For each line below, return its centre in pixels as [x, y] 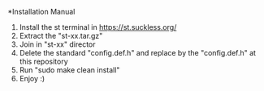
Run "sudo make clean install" [69, 70]
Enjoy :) [32, 79]
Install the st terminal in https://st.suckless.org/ [98, 27]
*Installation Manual [41, 12]
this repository [43, 61]
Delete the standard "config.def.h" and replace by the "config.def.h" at [138, 53]
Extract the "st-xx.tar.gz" [61, 36]
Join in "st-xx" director [57, 44]
